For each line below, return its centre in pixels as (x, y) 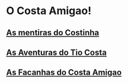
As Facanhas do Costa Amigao (64, 73)
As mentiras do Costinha (53, 33)
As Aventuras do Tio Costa (56, 52)
